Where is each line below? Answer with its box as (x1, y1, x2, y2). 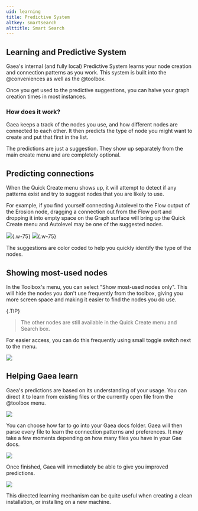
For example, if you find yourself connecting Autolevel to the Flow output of (6, 202, 190, 209)
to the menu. (6, 343, 37, 350)
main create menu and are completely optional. (6, 151, 121, 158)
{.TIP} (6, 307, 21, 314)
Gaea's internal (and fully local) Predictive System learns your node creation (6, 63, 192, 70)
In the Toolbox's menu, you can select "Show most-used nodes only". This (6, 283, 188, 290)
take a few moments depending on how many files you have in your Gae (6, 434, 182, 441)
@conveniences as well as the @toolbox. (6, 75, 106, 83)
